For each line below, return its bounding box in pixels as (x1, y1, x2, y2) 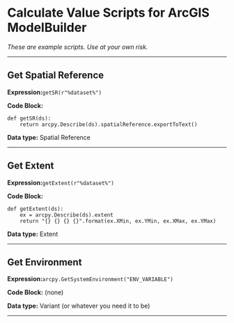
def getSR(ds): (7, 115, 52, 122)
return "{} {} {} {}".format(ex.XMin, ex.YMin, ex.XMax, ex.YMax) (19, 217, 217, 224)
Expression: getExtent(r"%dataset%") (7, 178, 115, 187)
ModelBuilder (7, 19, 87, 36)
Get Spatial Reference (7, 70, 104, 81)
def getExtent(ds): (7, 205, 64, 212)
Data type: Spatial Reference (7, 133, 91, 141)
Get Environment (7, 256, 82, 268)
